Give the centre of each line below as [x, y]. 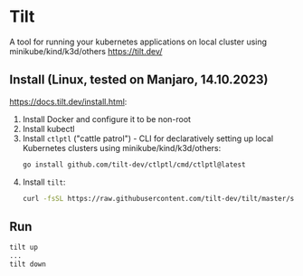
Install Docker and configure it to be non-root [107, 119]
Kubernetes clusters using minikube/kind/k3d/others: [122, 148]
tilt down [28, 264]
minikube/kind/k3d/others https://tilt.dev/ [86, 51]
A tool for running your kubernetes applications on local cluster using [138, 42]
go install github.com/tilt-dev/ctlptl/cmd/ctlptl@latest [134, 165]
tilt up [24, 247]
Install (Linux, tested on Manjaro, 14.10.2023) [139, 80]
